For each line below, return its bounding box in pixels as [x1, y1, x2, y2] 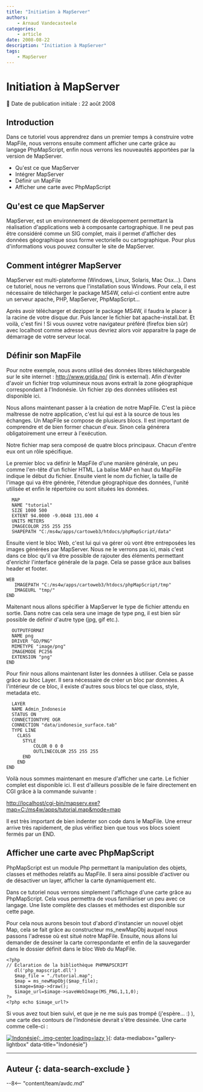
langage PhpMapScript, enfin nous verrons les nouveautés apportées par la [6, 146, 195, 153]
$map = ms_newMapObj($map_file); [14, 978, 98, 984]
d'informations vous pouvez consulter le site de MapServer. [6, 243, 155, 250]
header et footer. [6, 564, 48, 572]
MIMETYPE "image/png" [11, 643, 66, 650]
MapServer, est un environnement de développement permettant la [6, 217, 174, 224]
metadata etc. [6, 689, 41, 696]
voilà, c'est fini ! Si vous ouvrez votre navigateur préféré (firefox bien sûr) [6, 320, 188, 327]
